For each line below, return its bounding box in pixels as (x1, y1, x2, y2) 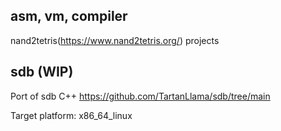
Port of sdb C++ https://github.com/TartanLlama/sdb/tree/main (10, 90, 271, 102)
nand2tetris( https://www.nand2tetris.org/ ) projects (10, 34, 220, 46)
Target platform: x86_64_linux (10, 109, 133, 121)
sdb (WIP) (10, 64, 74, 81)
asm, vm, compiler (10, 8, 128, 25)
